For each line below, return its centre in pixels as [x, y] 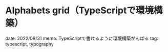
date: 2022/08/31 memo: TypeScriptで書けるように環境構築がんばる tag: [82, 38]
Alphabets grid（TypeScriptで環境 [79, 10]
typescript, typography [29, 44]
